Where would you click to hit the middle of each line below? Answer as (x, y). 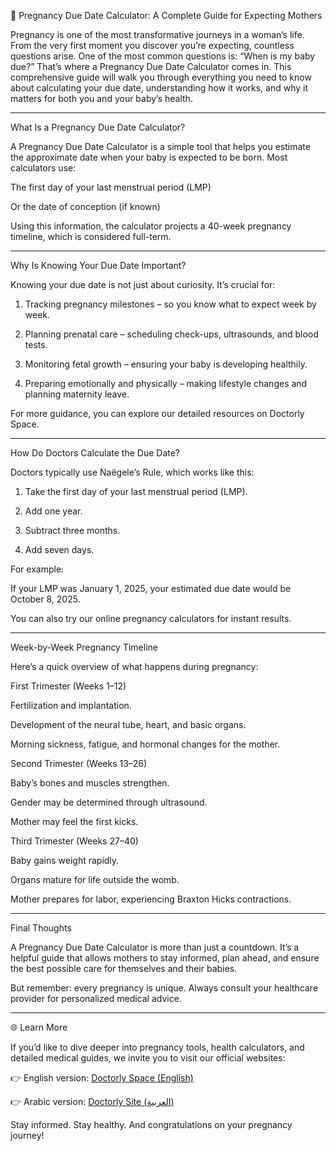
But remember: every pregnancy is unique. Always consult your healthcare (164, 988)
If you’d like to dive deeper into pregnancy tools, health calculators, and (157, 1047)
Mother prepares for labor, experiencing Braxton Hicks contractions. (151, 899)
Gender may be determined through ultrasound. (109, 802)
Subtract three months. (72, 530)
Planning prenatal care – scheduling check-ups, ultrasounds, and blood (171, 334)
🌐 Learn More (39, 1027)
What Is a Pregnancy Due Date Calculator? (98, 127)
